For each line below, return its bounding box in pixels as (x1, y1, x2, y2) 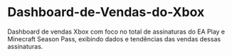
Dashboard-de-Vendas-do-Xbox (7, 4, 205, 20)
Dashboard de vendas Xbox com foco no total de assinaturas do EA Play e (7, 27, 226, 36)
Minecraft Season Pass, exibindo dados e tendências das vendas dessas (7, 34, 221, 43)
